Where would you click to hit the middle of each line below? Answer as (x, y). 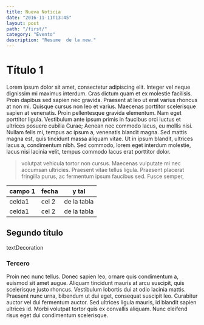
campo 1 (22, 191)
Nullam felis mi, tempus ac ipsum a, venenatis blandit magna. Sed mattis (97, 132)
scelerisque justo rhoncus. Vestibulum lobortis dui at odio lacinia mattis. (96, 290)
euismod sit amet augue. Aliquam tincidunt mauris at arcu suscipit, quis (95, 283)
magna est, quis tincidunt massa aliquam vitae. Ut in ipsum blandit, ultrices (100, 139)
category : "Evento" (31, 35)
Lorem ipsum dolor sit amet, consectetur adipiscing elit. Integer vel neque (98, 87)
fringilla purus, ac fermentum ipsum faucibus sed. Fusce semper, (102, 176)
